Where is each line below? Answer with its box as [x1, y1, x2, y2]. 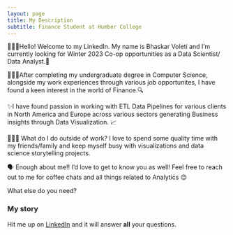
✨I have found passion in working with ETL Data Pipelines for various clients [7, 102, 227, 111]
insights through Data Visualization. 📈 [7, 118, 117, 127]
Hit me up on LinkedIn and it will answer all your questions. [7, 220, 176, 228]
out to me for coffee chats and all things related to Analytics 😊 [7, 173, 187, 182]
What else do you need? [7, 187, 77, 195]
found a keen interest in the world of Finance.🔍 [7, 86, 144, 94]
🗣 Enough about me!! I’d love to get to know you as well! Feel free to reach [7, 163, 223, 171]
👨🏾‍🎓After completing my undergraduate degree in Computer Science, [7, 71, 208, 79]
